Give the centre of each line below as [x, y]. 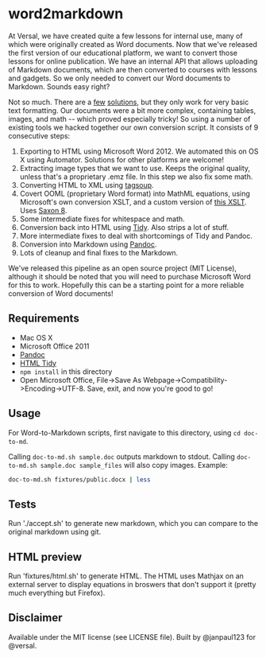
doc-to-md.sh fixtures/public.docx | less [79, 479]
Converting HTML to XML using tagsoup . [87, 185]
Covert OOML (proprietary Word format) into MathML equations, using [135, 193]
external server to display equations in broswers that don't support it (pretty [132, 585]
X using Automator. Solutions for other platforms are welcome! [122, 159]
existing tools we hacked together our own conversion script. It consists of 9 [133, 127]
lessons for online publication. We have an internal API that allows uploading [133, 61]
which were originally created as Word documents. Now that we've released [133, 44]
